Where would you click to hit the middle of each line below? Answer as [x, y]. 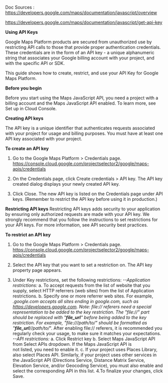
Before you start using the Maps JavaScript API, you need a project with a [82, 98]
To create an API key [27, 148]
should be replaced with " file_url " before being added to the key [79, 317]
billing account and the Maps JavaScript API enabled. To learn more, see [80, 103]
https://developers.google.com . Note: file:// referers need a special [82, 307]
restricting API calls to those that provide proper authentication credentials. [83, 47]
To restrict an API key [28, 235]
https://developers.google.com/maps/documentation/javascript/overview [81, 13]
